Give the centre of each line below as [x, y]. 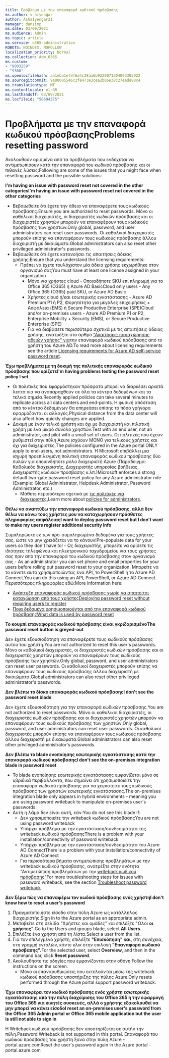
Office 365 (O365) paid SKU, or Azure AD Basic [77, 292]
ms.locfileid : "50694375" [32, 99]
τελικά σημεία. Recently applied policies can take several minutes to [83, 397]
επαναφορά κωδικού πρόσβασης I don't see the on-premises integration [82, 760]
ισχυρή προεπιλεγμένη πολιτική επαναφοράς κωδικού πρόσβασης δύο [87, 456]
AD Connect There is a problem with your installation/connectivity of [90, 850]
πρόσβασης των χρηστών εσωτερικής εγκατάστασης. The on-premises [87, 791]
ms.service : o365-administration [40, 43]
